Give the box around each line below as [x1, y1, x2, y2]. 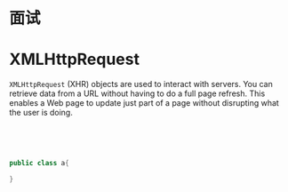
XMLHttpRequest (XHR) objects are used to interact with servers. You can [9, 79, 273, 90]
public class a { [9, 159, 69, 168]
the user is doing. [9, 108, 73, 118]
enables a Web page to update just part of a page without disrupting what [9, 98, 280, 108]
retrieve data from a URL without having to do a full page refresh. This [9, 88, 266, 99]
